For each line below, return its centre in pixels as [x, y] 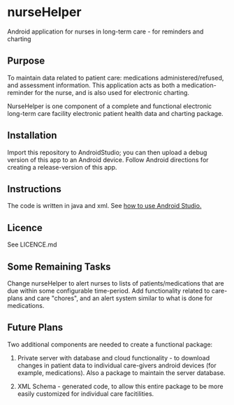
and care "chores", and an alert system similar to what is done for [118, 298]
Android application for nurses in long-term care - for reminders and [105, 31]
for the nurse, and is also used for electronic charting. [112, 92]
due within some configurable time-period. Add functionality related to [109, 291]
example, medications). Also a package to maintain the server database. [121, 373]
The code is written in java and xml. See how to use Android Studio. [104, 206]
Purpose [26, 61]
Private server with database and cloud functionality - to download [114, 358]
